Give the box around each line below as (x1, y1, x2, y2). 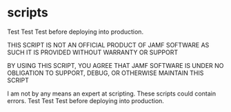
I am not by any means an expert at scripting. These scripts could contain (7, 89, 216, 98)
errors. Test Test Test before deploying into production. (7, 96, 164, 104)
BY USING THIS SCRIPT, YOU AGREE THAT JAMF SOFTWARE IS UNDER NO (7, 61, 224, 69)
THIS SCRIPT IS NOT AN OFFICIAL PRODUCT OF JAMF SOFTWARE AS (7, 41, 210, 49)
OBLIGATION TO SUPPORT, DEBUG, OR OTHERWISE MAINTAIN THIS (7, 69, 204, 77)
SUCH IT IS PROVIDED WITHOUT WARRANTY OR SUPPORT (7, 48, 178, 56)
